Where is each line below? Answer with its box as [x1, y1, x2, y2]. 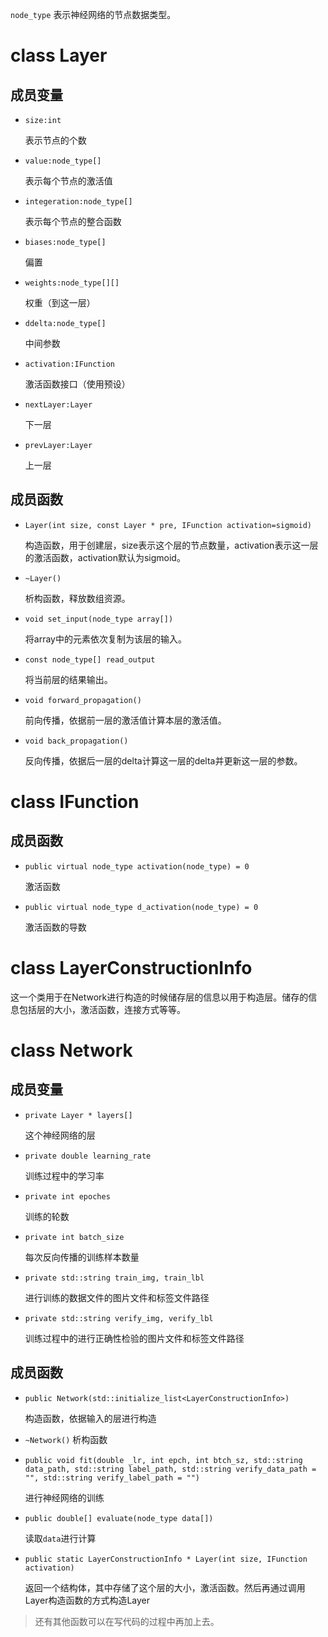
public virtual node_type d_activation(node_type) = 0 [24, 902, 259, 912]
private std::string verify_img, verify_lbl [24, 1313, 214, 1323]
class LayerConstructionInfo [10, 957, 253, 979]
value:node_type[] [24, 156, 102, 166]
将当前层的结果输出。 [24, 673, 113, 685]
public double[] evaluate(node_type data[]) [24, 1513, 214, 1523]
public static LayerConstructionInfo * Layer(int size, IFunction [24, 1554, 308, 1564]
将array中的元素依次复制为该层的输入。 [24, 633, 187, 645]
